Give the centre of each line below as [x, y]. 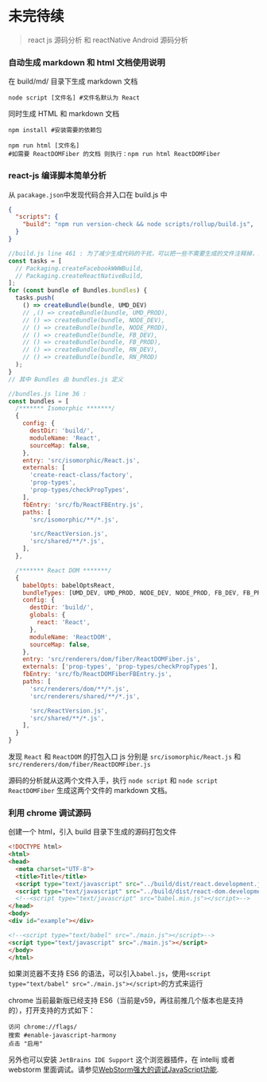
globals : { [47, 615]
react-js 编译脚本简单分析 [58, 176]
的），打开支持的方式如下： [52, 1010]
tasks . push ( [35, 298]
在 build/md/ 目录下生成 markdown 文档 [73, 81]
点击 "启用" [26, 1044]
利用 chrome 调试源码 [50, 813]
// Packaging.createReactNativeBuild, [80, 275]
